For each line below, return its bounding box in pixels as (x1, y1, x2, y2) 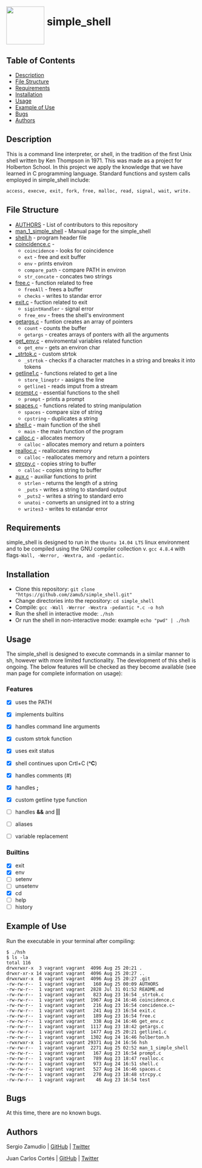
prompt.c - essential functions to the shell (15, 389, 120, 396)
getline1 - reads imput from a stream (24, 382, 118, 390)
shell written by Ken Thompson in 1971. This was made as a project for (6, 157, 182, 164)
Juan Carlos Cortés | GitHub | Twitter (6, 1155, 99, 1162)
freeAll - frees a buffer (24, 286, 83, 293)
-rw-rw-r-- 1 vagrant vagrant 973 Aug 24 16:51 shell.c (6, 1060, 159, 1067)
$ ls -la (6, 954, 29, 960)
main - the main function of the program (24, 427, 123, 435)
